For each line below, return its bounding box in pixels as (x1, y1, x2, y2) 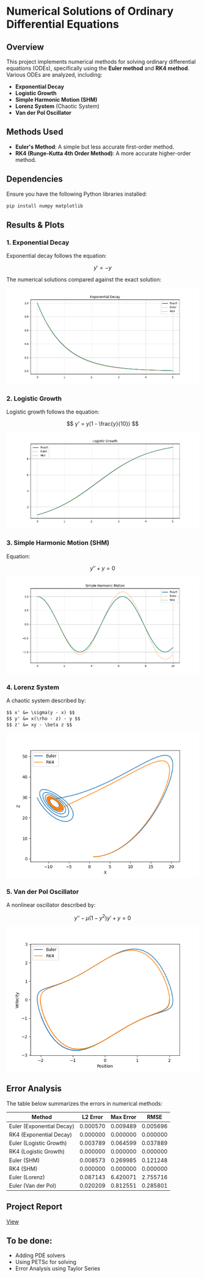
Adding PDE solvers (15, 1252, 65, 1259)
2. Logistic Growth (6, 395, 62, 403)
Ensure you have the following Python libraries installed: (6, 190, 148, 198)
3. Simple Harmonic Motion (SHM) (6, 539, 110, 547)
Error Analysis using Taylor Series (15, 1265, 101, 1272)
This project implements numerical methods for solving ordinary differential (6, 58, 196, 65)
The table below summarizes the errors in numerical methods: (6, 1099, 163, 1107)
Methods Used (6, 127, 64, 137)
